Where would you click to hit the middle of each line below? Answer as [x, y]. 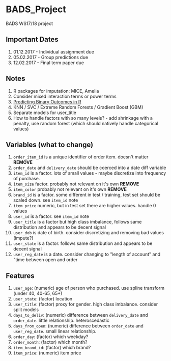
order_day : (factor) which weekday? [51, 337]
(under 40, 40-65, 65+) [38, 293]
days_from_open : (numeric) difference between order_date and [78, 326]
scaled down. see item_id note [46, 200]
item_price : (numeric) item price [47, 353]
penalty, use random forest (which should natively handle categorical [86, 123]
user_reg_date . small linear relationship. [55, 331]
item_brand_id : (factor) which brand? [52, 348]
